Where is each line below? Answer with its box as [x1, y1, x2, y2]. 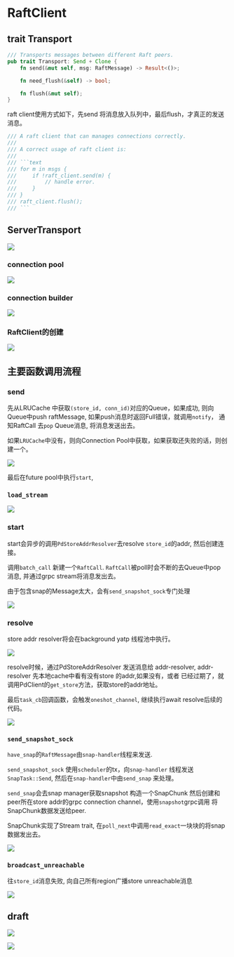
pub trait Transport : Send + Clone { [7, 58, 118, 65]
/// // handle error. [7, 178, 96, 185]
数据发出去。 [7, 831, 44, 839]
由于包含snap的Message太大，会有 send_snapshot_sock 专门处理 [7, 587, 191, 595]
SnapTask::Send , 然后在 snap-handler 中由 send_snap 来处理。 [7, 774, 178, 783]
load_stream [7, 491, 48, 500]
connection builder [7, 293, 74, 303]
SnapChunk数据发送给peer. [7, 807, 86, 815]
